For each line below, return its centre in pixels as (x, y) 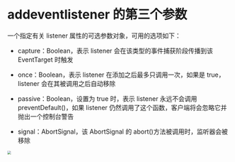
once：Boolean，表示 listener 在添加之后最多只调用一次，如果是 (111, 75)
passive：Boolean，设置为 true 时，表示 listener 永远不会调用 (107, 98)
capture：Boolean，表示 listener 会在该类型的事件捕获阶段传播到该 (115, 50)
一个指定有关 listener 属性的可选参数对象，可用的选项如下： (94, 36)
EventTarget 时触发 (45, 59)
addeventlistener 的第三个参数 (97, 15)
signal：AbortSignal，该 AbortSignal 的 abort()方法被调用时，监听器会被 (122, 131)
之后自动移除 (97, 83)
